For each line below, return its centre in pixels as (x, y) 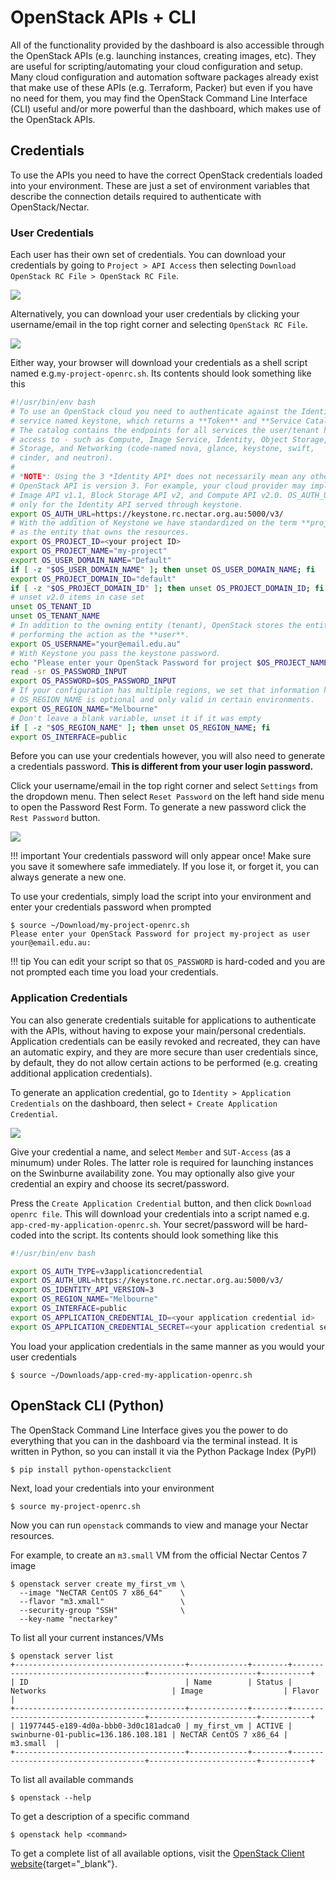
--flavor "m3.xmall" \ (102, 1601)
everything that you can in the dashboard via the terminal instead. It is (154, 1440)
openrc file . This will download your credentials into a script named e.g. (160, 1213)
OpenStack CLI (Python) (87, 1406)
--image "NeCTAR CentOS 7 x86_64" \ (102, 1592)
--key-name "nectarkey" (68, 1619)
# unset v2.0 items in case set (77, 597)
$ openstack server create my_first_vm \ (98, 1584)
